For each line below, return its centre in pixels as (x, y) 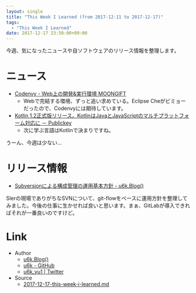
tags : (13, 22)
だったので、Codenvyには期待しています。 (75, 108)
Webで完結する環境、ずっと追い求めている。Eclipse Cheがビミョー (104, 101)
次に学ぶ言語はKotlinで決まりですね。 (68, 130)
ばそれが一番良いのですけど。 (42, 213)
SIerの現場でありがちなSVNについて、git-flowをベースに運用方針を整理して (97, 198)
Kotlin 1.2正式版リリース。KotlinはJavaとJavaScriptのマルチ (87, 116)
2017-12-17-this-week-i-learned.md (66, 284)
